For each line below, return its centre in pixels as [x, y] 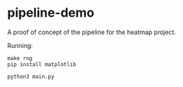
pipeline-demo [51, 13]
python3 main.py [31, 77]
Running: [20, 45]
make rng [20, 58]
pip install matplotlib [42, 64]
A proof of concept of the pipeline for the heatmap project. [92, 32]
